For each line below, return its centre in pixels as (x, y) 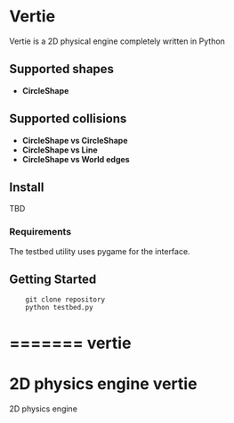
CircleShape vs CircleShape (75, 140)
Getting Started (53, 280)
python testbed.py (59, 308)
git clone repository (65, 300)
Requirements (40, 232)
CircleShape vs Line (60, 150)
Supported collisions (68, 119)
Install (27, 187)
